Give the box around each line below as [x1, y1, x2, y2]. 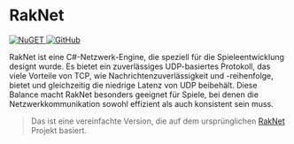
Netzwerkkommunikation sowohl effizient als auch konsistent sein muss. [9, 98, 275, 109]
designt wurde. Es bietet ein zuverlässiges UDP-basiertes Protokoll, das [9, 61, 271, 72]
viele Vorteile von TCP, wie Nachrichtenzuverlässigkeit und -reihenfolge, [9, 70, 275, 80]
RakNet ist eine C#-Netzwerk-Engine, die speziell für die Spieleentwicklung [9, 51, 285, 62]
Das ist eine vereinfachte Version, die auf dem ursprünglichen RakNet [30, 116, 285, 126]
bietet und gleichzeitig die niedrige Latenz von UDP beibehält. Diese [9, 80, 258, 90]
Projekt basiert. [30, 125, 87, 135]
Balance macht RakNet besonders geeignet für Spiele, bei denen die [9, 89, 259, 100]
